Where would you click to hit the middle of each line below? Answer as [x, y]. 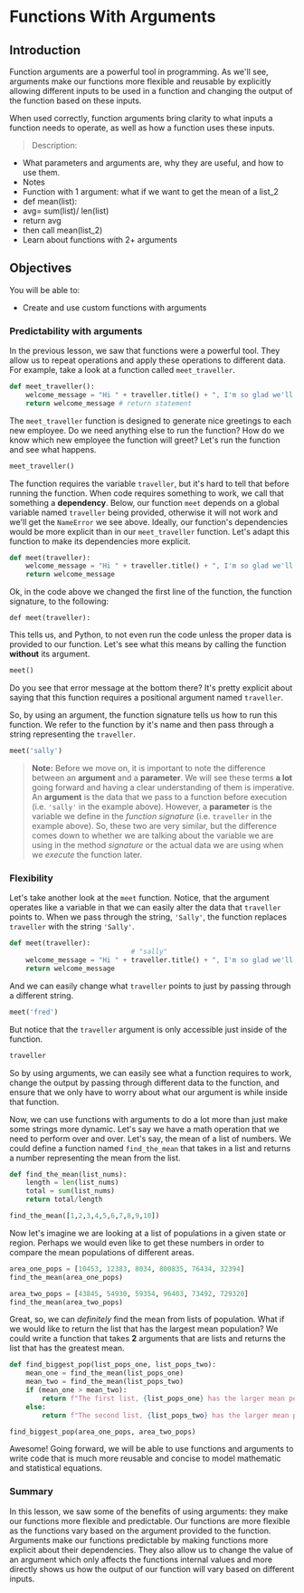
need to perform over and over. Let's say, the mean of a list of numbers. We [150, 1139]
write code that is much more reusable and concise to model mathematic [146, 1458]
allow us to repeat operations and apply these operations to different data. [148, 360]
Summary [32, 1492]
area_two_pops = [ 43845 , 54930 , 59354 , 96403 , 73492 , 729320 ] [129, 1293]
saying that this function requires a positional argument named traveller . [147, 698]
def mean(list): [50, 201]
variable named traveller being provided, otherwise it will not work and [144, 512]
